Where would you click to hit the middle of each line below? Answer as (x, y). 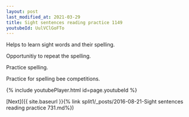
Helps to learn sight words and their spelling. (61, 45)
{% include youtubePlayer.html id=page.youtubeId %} (72, 90)
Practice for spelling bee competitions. (53, 79)
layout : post (22, 11)
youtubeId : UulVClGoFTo (35, 28)
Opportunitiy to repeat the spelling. (49, 56)
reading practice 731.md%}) (40, 108)
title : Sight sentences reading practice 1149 (64, 22)
